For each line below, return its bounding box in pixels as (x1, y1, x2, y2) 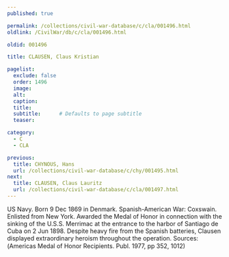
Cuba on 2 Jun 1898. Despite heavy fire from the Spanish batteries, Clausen (7, 227, 221, 235)
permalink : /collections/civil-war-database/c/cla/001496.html (7, 22, 191, 29)
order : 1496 (13, 79, 48, 86)
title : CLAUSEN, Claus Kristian (7, 53, 99, 60)
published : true (7, 10, 53, 17)
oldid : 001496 (7, 41, 48, 48)
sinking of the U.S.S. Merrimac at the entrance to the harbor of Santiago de (7, 219, 219, 228)
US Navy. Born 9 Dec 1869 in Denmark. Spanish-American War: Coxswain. (7, 205, 217, 213)
